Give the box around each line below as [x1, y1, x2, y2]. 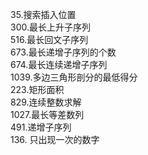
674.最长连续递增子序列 [10, 59, 108, 70]
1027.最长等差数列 [10, 109, 85, 120]
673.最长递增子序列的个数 [10, 46, 117, 58]
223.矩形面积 [10, 84, 65, 95]
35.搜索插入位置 [10, 9, 77, 20]
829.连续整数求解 [10, 96, 82, 108]
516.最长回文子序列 [10, 34, 89, 45]
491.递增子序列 [10, 121, 72, 133]
